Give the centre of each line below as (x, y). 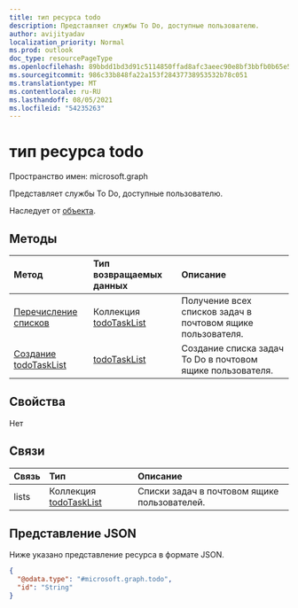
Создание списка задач (233, 348)
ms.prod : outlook (41, 51)
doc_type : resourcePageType (61, 58)
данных (110, 286)
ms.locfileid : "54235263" (57, 108)
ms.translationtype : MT (53, 83)
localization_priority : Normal (67, 42)
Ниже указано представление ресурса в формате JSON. (117, 555)
